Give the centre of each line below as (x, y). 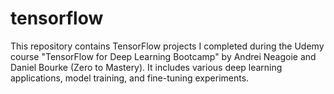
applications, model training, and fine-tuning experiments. (130, 78)
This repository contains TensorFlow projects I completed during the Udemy (167, 46)
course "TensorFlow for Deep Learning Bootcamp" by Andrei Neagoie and (163, 56)
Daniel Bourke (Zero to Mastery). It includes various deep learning (146, 67)
